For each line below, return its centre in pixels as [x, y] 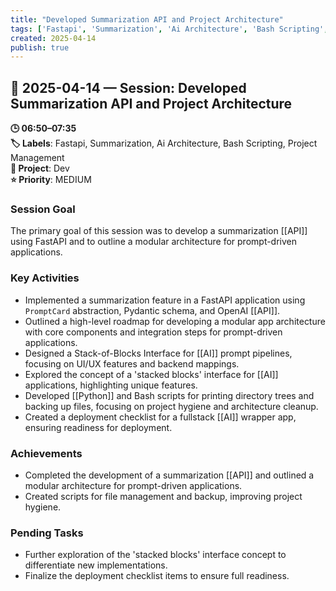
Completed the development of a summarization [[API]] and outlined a [169, 475]
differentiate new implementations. [96, 565]
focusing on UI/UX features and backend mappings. [132, 363]
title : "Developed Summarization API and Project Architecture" [147, 19]
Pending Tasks [47, 533]
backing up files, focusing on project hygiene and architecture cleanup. [171, 406]
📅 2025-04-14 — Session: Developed [128, 87]
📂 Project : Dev [40, 168]
